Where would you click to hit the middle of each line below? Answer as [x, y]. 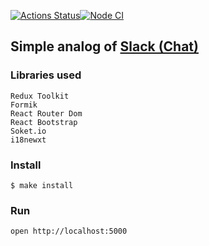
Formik [24, 105]
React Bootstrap [44, 122]
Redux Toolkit [40, 96]
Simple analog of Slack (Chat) [104, 46]
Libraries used [46, 75]
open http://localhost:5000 [69, 231]
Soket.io [28, 131]
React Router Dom [46, 113]
